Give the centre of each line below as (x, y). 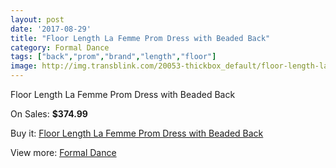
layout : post (37, 19)
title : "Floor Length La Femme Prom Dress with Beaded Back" (140, 38)
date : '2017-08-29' (51, 29)
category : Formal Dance (60, 47)
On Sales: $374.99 (49, 114)
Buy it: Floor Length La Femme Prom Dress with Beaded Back (137, 133)
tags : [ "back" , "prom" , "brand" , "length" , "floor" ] (113, 57)
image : (24, 66)
